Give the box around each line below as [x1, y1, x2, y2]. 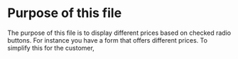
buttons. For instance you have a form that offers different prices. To [7, 36, 208, 44]
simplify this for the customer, [7, 43, 94, 52]
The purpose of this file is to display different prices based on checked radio [7, 28, 232, 37]
